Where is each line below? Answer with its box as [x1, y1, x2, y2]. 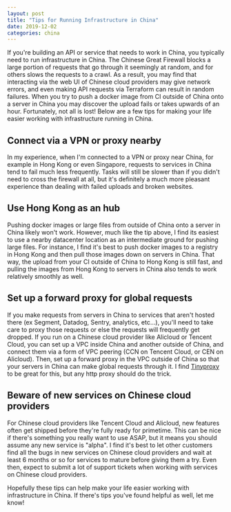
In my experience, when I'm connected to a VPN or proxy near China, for [7, 153, 214, 161]
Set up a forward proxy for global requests [7, 292, 193, 304]
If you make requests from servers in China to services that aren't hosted [7, 311, 215, 319]
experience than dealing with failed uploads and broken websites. [7, 183, 194, 191]
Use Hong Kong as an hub [7, 202, 121, 214]
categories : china [7, 29, 60, 37]
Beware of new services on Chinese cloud [7, 390, 192, 401]
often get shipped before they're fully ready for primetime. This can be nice [7, 426, 222, 435]
